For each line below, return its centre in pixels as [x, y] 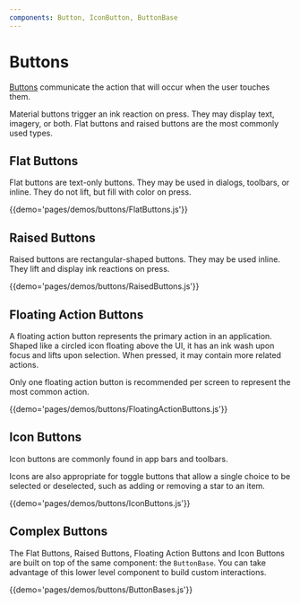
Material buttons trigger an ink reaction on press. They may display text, [142, 114]
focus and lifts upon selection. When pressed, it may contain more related [146, 355]
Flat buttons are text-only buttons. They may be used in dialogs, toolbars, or [150, 183]
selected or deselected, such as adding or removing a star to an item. [137, 486]
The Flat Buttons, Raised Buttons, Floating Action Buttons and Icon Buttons [147, 553]
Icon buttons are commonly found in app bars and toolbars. [119, 459]
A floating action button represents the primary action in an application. [141, 336]
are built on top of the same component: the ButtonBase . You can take [138, 563]
